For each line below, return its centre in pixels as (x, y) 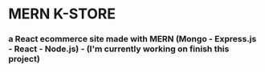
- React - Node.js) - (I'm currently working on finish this (119, 49)
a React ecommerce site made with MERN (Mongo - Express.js (132, 39)
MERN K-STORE (62, 14)
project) (24, 59)
